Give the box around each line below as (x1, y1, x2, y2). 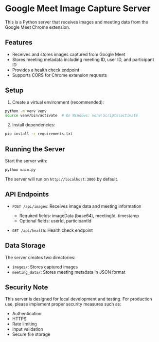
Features (5, 39, 33, 47)
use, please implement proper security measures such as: (5, 301, 122, 307)
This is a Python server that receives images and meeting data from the (5, 19, 148, 25)
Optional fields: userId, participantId (19, 218, 91, 223)
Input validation (12, 326, 43, 332)
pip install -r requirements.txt (5, 131, 73, 137)
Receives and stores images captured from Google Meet (12, 51, 125, 57)
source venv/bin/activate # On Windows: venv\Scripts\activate (5, 113, 138, 118)
